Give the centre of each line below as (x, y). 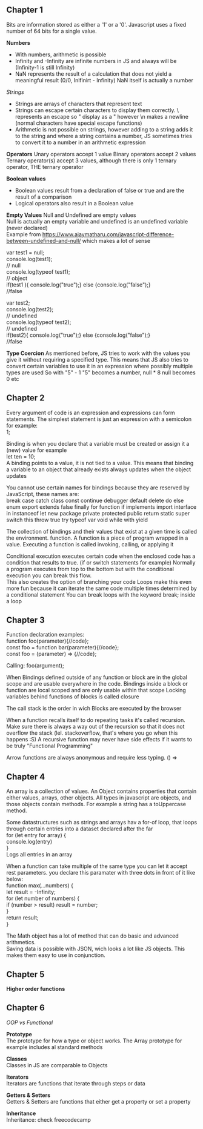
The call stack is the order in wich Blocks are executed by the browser (94, 709)
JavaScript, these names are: (43, 494)
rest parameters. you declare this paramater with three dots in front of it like (101, 873)
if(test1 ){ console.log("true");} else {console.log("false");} (79, 285)
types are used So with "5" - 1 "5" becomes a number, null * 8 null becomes (101, 372)
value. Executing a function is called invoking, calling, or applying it (90, 544)
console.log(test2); (30, 309)
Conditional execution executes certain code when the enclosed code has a (101, 556)
